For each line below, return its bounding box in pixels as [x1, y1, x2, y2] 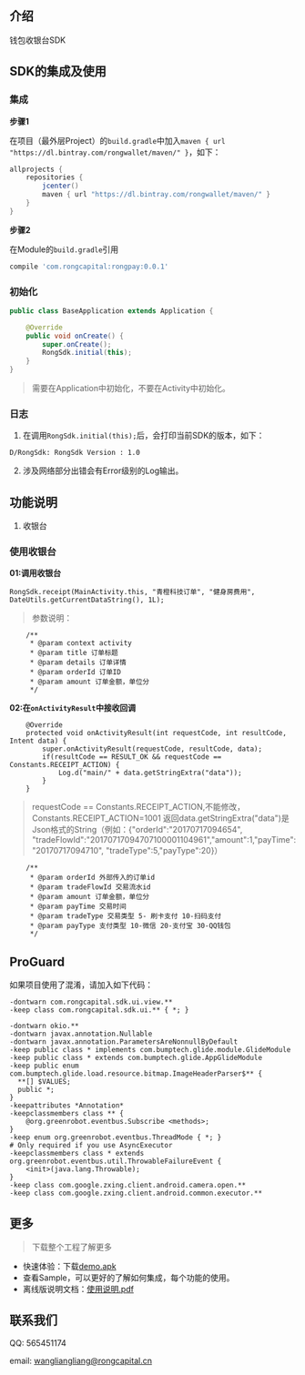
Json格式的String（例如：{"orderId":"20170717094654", [31, 824, 243, 835]
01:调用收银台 [9, 568, 62, 579]
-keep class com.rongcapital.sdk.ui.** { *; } [9, 1006, 189, 1015]
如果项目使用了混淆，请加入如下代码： [9, 979, 153, 990]
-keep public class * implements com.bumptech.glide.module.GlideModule [9, 1046, 291, 1055]
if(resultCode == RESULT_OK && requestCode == [42, 753, 222, 762]
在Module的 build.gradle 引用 [9, 244, 119, 255]
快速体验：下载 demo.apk [22, 1261, 117, 1272]
